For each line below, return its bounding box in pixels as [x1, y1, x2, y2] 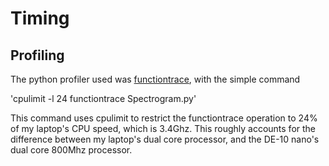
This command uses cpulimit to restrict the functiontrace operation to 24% [10, 112, 318, 124]
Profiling [10, 47, 65, 64]
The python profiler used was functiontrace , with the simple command [10, 73, 301, 85]
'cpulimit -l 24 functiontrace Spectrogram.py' [10, 93, 197, 104]
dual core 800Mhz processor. [10, 144, 133, 156]
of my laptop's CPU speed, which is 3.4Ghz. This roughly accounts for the [10, 123, 317, 134]
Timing [10, 7, 70, 30]
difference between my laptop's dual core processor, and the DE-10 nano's [10, 133, 320, 145]
